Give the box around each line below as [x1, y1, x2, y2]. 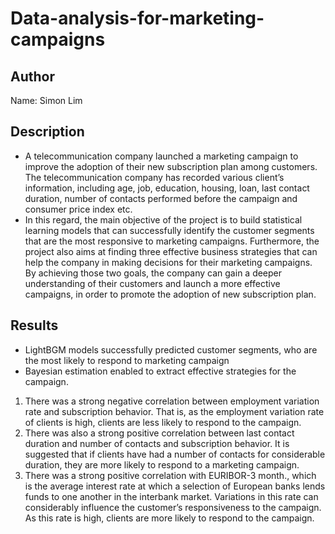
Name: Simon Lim [10, 95, 83, 106]
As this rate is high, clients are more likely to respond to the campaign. [24, 512, 315, 524]
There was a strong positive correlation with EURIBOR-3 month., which [24, 469, 317, 481]
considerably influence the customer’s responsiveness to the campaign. [24, 501, 322, 513]
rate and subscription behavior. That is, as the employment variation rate [24, 405, 325, 417]
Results [10, 317, 59, 334]
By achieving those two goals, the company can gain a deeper [24, 267, 283, 279]
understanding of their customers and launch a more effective [24, 277, 281, 289]
